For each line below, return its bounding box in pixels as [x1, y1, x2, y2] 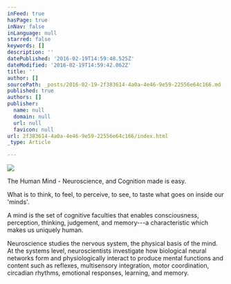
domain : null [13, 113, 51, 120]
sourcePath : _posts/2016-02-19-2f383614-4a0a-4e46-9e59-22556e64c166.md [7, 81, 221, 88]
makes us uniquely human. [7, 226, 84, 234]
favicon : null [13, 126, 54, 133]
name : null [13, 107, 45, 114]
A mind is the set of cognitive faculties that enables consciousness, [7, 211, 199, 220]
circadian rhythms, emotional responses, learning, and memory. [7, 269, 189, 277]
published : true [7, 87, 54, 94]
